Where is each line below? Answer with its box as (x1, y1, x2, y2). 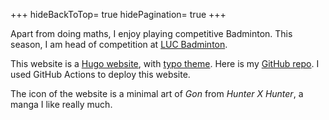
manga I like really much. (10, 99, 113, 110)
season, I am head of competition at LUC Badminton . (10, 39, 228, 50)
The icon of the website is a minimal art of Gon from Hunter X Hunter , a (10, 88, 304, 99)
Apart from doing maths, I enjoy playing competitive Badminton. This (10, 28, 293, 39)
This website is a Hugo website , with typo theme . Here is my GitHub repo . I (10, 58, 320, 69)
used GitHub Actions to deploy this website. (10, 69, 191, 80)
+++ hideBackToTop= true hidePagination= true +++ (10, 9, 227, 20)
